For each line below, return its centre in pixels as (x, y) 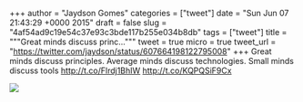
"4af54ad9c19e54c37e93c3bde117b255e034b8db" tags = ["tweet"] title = (148, 32)
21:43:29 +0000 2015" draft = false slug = (88, 23)
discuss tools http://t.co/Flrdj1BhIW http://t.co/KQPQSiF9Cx (121, 70)
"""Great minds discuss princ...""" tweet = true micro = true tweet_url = (143, 42)
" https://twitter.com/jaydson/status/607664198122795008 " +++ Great (141, 51)
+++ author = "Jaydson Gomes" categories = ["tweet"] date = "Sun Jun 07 (149, 13)
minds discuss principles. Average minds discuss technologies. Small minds (151, 61)
